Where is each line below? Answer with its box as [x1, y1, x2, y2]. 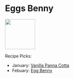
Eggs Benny [5, 3, 54, 14]
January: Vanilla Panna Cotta [12, 62, 70, 68]
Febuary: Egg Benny [12, 67, 52, 73]
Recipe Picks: [5, 53, 32, 59]
